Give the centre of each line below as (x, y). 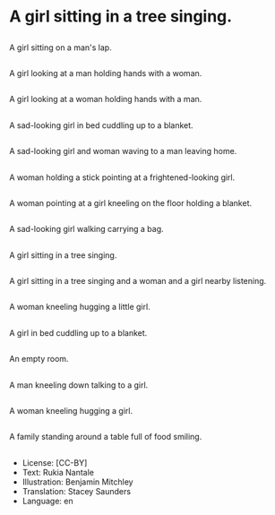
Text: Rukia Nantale (58, 472)
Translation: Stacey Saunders (77, 491)
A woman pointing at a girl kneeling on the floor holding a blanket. (131, 202)
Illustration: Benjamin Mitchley (77, 482)
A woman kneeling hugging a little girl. (80, 307)
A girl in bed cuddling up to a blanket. (78, 332)
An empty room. (39, 359)
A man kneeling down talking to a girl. (79, 385)
